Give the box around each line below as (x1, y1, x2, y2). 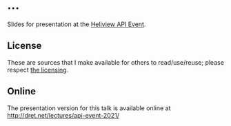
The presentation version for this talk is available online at (7, 104, 171, 112)
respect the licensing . (7, 65, 69, 74)
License (7, 40, 42, 52)
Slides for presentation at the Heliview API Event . (7, 20, 146, 28)
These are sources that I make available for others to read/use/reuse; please (7, 58, 224, 66)
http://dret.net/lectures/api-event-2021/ (7, 111, 119, 119)
